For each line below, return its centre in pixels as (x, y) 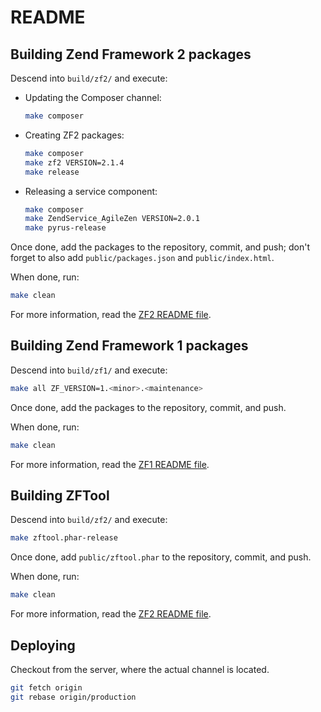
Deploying (43, 645)
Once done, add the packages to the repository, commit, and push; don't (160, 247)
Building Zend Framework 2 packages (131, 54)
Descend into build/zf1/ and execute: (89, 370)
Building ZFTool (60, 495)
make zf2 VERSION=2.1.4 (74, 162)
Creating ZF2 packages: (74, 135)
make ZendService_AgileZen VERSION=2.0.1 (112, 219)
